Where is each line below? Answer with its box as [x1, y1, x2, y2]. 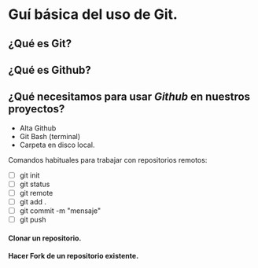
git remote [19, 188, 53, 197]
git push [19, 215, 46, 225]
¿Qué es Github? [8, 63, 92, 76]
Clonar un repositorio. [8, 233, 82, 243]
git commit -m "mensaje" [19, 206, 101, 215]
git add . [19, 196, 47, 206]
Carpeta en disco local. [19, 140, 95, 149]
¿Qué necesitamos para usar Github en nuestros [8, 90, 250, 104]
